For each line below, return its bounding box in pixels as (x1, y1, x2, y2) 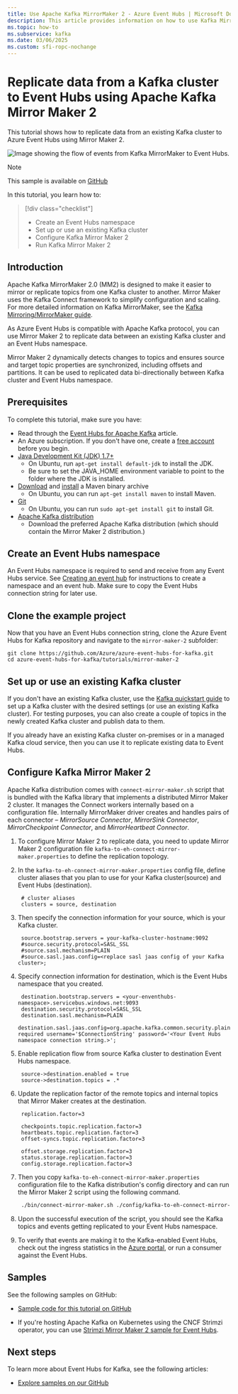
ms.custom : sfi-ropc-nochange (7, 43, 97, 50)
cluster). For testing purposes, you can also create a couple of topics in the (7, 709, 227, 718)
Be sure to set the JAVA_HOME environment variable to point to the (28, 466, 225, 475)
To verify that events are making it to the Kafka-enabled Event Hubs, (17, 1235, 218, 1244)
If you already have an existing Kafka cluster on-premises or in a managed (7, 731, 225, 739)
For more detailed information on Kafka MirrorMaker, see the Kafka (7, 303, 203, 311)
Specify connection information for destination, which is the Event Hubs (17, 972, 228, 980)
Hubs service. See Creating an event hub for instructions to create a (7, 574, 206, 583)
